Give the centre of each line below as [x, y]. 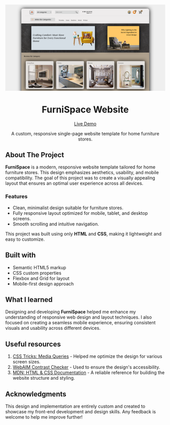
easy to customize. [25, 239]
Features [16, 196]
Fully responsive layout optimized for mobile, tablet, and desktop [80, 213]
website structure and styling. [44, 378]
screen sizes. [26, 362]
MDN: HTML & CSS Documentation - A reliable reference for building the [89, 373]
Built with [21, 255]
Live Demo [85, 124]
